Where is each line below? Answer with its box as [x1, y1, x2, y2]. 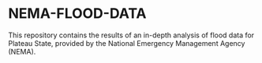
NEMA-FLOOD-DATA [8, 5, 147, 23]
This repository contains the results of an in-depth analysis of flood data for [8, 30, 255, 40]
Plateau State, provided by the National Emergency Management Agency [8, 38, 245, 47]
